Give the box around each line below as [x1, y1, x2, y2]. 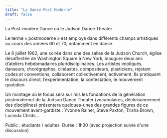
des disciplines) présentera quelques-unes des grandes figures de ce [5, 102, 149, 108]
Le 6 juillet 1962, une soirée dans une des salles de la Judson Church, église [5, 50, 162, 56]
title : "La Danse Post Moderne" [5, 7, 72, 12]
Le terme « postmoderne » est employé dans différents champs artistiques [5, 35, 159, 41]
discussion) [5, 127, 29, 133]
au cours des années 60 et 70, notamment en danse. [5, 40, 114, 46]
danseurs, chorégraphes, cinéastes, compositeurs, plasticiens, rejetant [5, 66, 151, 72]
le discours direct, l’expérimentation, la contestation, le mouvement [5, 76, 143, 82]
